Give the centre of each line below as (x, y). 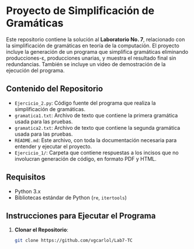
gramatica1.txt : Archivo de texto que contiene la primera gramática (96, 115)
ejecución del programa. (35, 70)
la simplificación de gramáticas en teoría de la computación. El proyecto (93, 46)
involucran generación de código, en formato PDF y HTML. (85, 158)
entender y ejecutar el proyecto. (53, 146)
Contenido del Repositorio (55, 89)
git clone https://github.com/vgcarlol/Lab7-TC (73, 241)
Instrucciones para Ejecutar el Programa (81, 215)
